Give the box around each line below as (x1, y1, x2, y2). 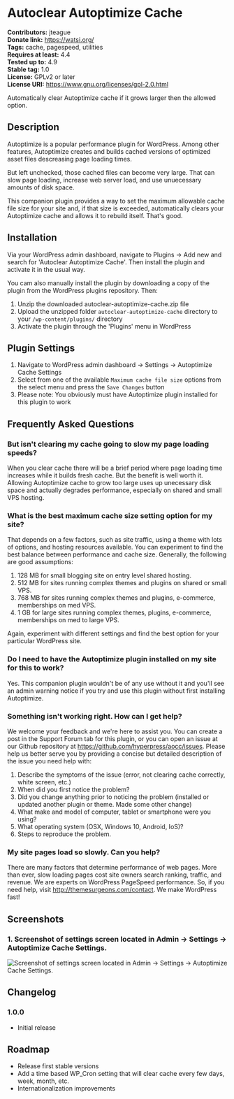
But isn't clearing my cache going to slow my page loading (7, 439, 210, 449)
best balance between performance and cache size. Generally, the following (7, 550, 227, 559)
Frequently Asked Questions (7, 418, 135, 430)
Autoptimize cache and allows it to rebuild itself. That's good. (7, 211, 183, 220)
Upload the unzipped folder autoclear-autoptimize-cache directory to (17, 307, 218, 315)
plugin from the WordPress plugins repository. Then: (7, 286, 159, 294)
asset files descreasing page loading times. (7, 155, 133, 163)
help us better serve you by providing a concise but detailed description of (7, 749, 222, 758)
